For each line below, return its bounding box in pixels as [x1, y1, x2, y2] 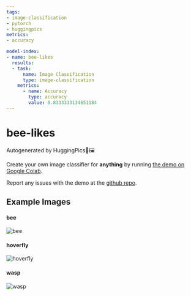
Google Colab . [6, 167, 43, 174]
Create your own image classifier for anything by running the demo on [6, 160, 185, 168]
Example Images [6, 197, 71, 207]
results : [12, 59, 34, 66]
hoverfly [6, 241, 29, 248]
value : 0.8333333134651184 [28, 100, 97, 106]
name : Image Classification [22, 71, 95, 77]
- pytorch [6, 20, 32, 26]
